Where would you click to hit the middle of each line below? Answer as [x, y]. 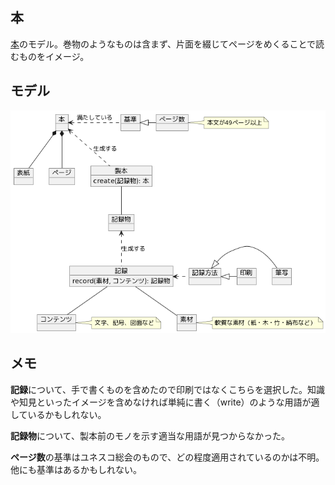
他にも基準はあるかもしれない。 [76, 469]
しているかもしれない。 [58, 414]
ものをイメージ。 [54, 56]
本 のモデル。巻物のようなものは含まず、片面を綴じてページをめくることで [163, 44]
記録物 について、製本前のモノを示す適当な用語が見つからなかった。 [150, 435]
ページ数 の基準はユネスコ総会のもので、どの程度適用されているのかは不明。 [167, 457]
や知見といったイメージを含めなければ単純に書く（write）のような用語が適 [165, 402]
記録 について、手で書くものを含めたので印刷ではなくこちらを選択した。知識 [167, 389]
